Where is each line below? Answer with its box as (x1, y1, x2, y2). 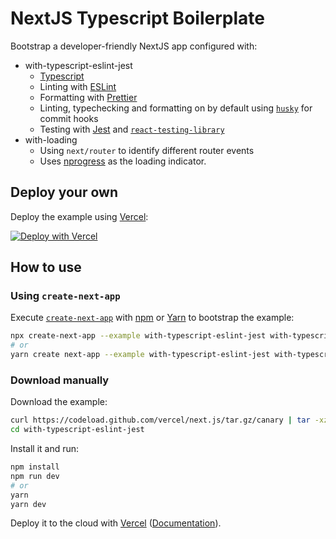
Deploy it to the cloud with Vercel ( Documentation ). (10, 517, 222, 529)
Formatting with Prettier (39, 91, 138, 103)
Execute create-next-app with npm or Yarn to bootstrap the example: (10, 312, 295, 324)
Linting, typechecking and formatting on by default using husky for (39, 102, 313, 114)
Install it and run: (10, 443, 80, 455)
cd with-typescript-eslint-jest (10, 425, 145, 435)
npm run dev (10, 471, 60, 481)
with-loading (24, 133, 78, 146)
